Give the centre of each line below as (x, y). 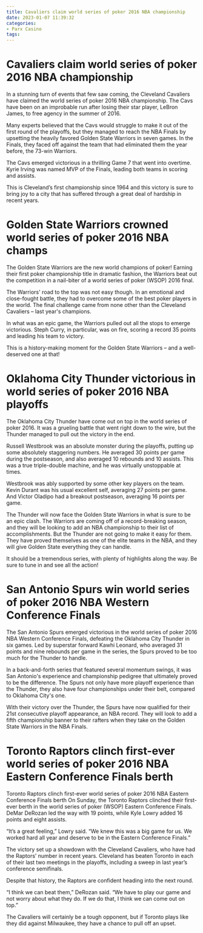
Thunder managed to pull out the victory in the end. (71, 434)
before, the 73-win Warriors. (42, 151)
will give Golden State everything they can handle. (69, 547)
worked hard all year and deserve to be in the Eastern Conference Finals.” (98, 837)
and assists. (21, 176)
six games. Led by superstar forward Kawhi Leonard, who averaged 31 (95, 645)
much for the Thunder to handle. (47, 658)
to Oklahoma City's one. (36, 695)
